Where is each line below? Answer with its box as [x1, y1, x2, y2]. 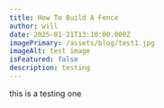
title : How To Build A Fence [9, 13, 119, 22]
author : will [9, 22, 59, 31]
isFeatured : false [9, 55, 78, 64]
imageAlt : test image [9, 47, 91, 56]
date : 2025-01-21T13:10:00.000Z [9, 30, 131, 39]
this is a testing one [9, 87, 82, 99]
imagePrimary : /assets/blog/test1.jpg [9, 38, 155, 48]
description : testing [9, 64, 91, 73]
